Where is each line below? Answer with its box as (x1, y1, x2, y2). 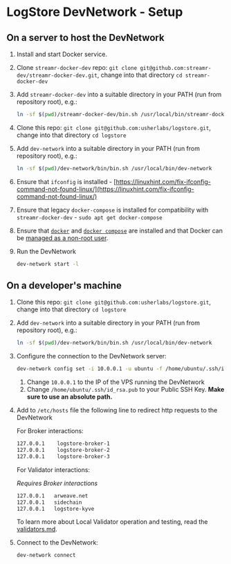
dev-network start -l (16, 260, 79, 267)
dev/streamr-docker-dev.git (16, 72, 98, 79)
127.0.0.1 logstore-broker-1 (16, 440, 110, 447)
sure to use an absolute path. (26, 392, 113, 401)
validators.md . (16, 525, 58, 534)
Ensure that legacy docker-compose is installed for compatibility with (16, 206, 209, 214)
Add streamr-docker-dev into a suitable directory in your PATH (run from (16, 91, 222, 98)
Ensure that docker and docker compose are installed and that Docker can (16, 226, 223, 235)
